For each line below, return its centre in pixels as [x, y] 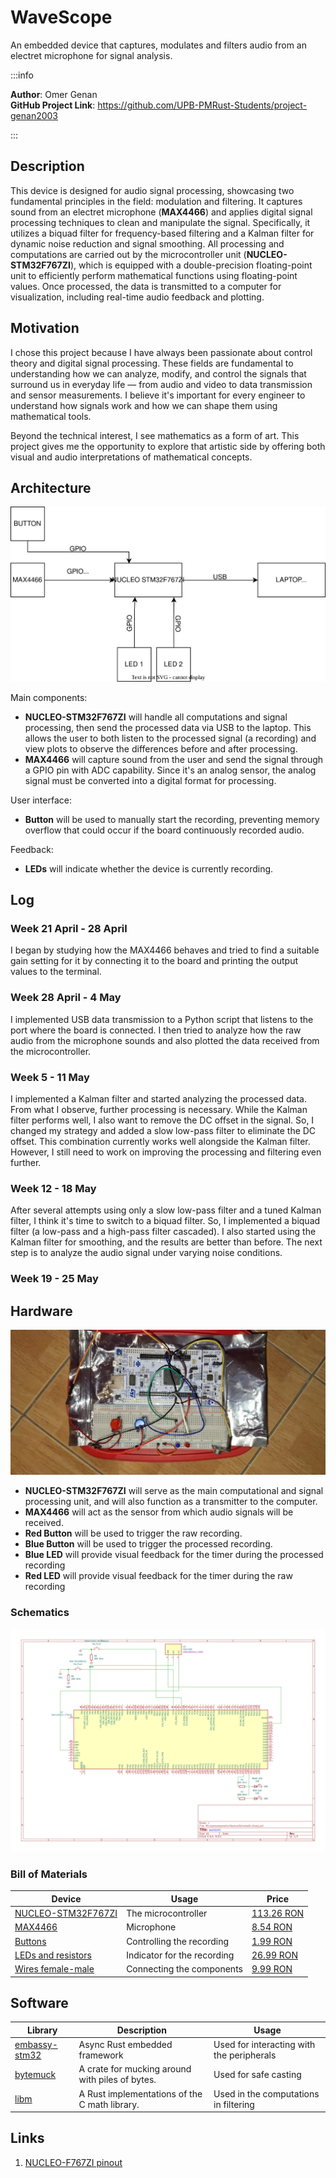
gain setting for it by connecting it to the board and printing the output [154, 961]
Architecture [51, 487]
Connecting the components [184, 1969]
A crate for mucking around [135, 2069]
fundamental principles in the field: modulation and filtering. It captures [156, 201]
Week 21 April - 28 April [69, 929]
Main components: [49, 697]
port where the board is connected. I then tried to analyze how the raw [156, 1030]
